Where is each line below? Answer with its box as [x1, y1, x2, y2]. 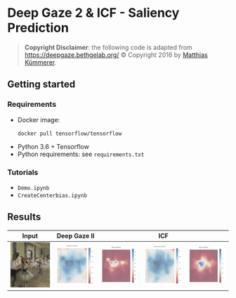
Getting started [7, 79, 76, 91]
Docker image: [17, 115, 60, 124]
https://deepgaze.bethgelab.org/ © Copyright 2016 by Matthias [24, 51, 209, 59]
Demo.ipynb [17, 184, 50, 191]
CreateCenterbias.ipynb [17, 192, 88, 199]
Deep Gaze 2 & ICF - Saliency [7, 5, 180, 21]
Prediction [7, 20, 69, 36]
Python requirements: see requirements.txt [17, 150, 145, 158]
